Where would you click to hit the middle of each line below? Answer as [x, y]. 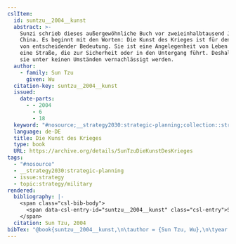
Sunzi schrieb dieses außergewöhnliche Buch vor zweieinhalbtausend [122, 33]
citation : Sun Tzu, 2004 [50, 223]
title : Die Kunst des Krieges [58, 138]
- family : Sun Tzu [47, 72]
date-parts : [37, 99]
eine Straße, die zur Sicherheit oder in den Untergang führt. [114, 53]
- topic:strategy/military [53, 184]
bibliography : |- [39, 197]
